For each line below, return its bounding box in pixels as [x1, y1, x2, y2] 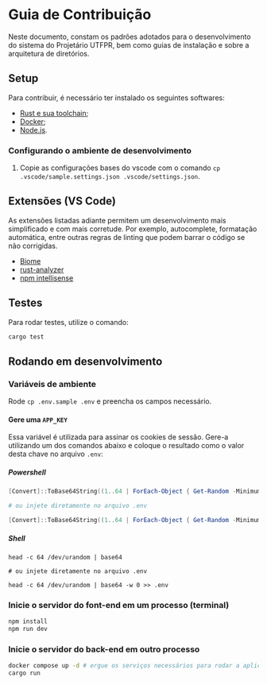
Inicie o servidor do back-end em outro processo [8, 644, 200, 655]
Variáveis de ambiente [8, 378, 97, 389]
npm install [8, 617, 48, 625]
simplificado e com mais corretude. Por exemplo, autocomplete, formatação [8, 224, 257, 234]
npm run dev [8, 625, 48, 633]
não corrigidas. [8, 241, 58, 250]
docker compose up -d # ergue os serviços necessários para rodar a [8, 662, 240, 670]
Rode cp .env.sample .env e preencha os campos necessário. [8, 397, 212, 406]
